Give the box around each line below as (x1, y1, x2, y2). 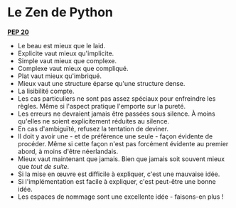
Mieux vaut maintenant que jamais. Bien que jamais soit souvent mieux (17, 154, 225, 163)
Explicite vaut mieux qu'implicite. (17, 49, 114, 58)
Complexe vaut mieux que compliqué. (17, 64, 129, 72)
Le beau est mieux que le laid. (17, 41, 106, 50)
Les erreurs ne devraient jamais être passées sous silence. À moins (17, 109, 215, 118)
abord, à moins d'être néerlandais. (17, 147, 119, 155)
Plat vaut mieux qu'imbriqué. (17, 72, 102, 80)
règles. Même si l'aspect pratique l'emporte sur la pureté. (17, 102, 186, 110)
